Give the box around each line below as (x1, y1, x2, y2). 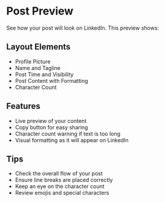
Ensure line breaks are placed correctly (15, 177, 113, 184)
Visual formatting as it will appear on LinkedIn (15, 136, 129, 143)
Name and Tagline (15, 64, 60, 71)
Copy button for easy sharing (15, 123, 88, 131)
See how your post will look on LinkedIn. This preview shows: (6, 24, 159, 31)
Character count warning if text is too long (15, 130, 121, 137)
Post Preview (6, 4, 74, 18)
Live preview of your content (15, 117, 86, 125)
